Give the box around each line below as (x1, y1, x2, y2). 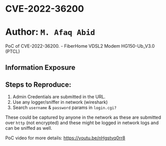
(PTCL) (5, 49, 20, 55)
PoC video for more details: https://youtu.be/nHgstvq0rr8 (5, 135, 125, 141)
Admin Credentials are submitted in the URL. (12, 94, 106, 100)
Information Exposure (5, 63, 76, 71)
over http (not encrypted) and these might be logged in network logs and (5, 120, 159, 126)
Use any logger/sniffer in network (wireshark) (12, 99, 108, 105)
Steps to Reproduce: (5, 80, 72, 89)
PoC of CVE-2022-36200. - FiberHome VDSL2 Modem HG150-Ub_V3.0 (5, 43, 155, 49)
